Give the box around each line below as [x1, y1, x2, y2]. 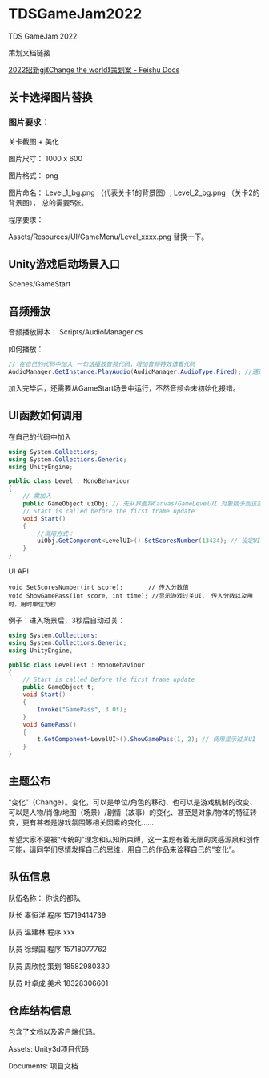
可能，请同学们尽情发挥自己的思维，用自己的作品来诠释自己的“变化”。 [8, 844, 239, 854]
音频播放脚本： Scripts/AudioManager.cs [8, 327, 143, 337]
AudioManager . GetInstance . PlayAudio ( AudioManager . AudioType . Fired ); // [8, 368, 252, 376]
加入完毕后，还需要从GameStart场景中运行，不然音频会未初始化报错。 [8, 383, 240, 393]
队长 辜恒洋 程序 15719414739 [8, 910, 106, 919]
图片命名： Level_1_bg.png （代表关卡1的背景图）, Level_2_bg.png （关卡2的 [8, 188, 260, 197]
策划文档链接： [8, 47, 58, 57]
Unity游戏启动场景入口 [8, 257, 120, 271]
